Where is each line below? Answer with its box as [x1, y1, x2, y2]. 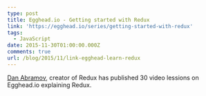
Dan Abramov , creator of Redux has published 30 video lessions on [7, 73, 199, 82]
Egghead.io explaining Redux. [7, 80, 92, 89]
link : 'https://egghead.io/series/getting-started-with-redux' [7, 23, 194, 29]
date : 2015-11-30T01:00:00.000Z [7, 42, 100, 49]
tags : [7, 29, 23, 36]
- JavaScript [13, 36, 51, 43]
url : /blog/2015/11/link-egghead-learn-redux [7, 55, 140, 62]
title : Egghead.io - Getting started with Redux [7, 16, 150, 23]
